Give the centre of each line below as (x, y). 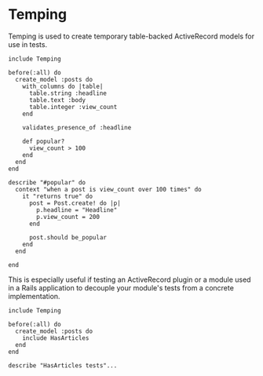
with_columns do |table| (63, 86)
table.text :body (57, 100)
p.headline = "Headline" (77, 210)
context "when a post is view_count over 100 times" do (108, 189)
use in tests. (28, 44)
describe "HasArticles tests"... (63, 365)
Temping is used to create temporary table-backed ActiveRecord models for (131, 36)
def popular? (44, 141)
